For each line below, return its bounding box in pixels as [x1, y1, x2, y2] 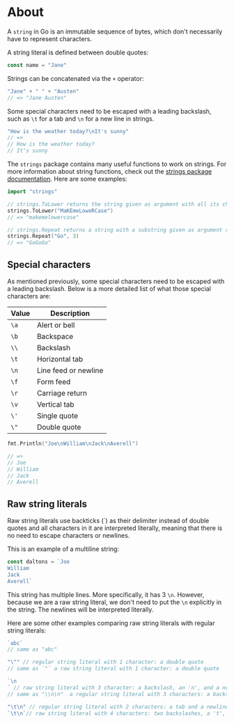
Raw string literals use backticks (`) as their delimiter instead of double [7, 517, 210, 525]
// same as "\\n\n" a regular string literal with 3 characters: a [7, 691, 210, 697]
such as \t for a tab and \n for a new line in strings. [7, 114, 155, 123]
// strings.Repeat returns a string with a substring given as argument [7, 226, 223, 234]
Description [50, 308, 91, 318]
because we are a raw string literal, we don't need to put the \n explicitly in [7, 598, 222, 606]
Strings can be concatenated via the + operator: [7, 74, 144, 82]
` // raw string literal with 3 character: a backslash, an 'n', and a [7, 684, 219, 691]
